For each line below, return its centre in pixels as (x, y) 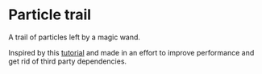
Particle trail (50, 15)
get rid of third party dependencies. (68, 61)
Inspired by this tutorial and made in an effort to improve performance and (131, 52)
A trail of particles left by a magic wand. (75, 37)
